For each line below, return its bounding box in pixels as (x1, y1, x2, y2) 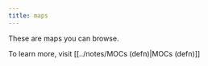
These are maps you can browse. (8, 33, 119, 43)
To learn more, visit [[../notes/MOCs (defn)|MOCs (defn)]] (8, 49, 201, 58)
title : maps (8, 11, 48, 20)
